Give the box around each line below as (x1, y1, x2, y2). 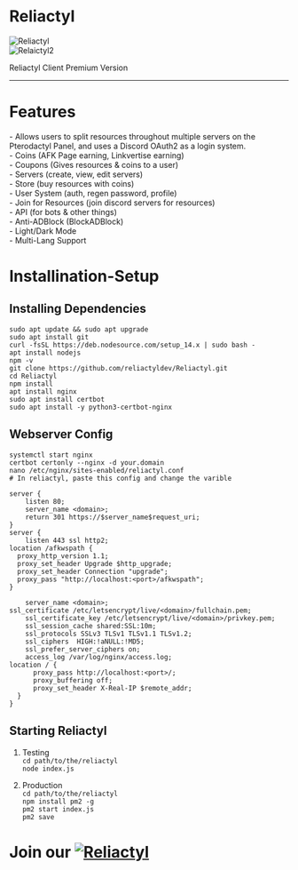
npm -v (9, 355, 34, 365)
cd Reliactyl (9, 371, 58, 380)
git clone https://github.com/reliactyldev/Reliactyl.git (9, 363, 228, 372)
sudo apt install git (9, 332, 90, 341)
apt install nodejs (9, 348, 82, 357)
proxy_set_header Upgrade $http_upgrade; (17, 559, 173, 568)
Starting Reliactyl (9, 723, 107, 738)
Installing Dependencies (9, 301, 146, 316)
